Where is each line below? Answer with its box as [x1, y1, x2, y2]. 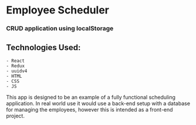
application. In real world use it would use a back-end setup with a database [6, 100, 191, 107]
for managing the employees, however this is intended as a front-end [6, 106, 173, 113]
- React [6, 58, 25, 64]
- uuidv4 [6, 68, 28, 74]
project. [6, 112, 25, 119]
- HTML [6, 73, 22, 79]
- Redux [6, 62, 25, 69]
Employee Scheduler [6, 4, 110, 17]
